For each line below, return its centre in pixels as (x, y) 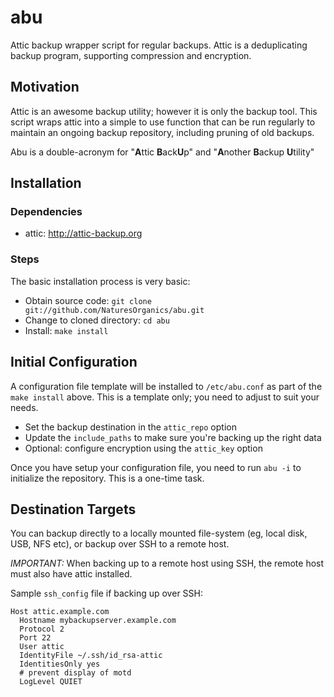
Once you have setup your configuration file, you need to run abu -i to (156, 467)
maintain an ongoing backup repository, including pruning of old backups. (162, 132)
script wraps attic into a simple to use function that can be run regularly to (163, 122)
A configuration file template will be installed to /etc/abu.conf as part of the (166, 386)
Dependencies (46, 212)
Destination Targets (73, 509)
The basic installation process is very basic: (100, 281)
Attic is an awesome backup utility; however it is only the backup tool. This (164, 111)
